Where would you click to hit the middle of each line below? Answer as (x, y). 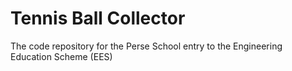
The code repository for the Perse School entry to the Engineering (146, 46)
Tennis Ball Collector (98, 18)
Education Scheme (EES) (61, 56)
